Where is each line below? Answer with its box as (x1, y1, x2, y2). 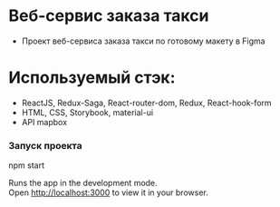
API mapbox (21, 116, 68, 127)
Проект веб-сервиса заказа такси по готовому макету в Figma (21, 35, 266, 46)
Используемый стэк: (8, 67, 176, 88)
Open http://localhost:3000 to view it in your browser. (8, 187, 209, 198)
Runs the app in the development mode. (8, 178, 158, 189)
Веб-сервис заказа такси (8, 5, 209, 26)
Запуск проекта (8, 139, 82, 152)
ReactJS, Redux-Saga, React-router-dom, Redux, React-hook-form (21, 97, 273, 108)
